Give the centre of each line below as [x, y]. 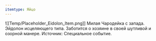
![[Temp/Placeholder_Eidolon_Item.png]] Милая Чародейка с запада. [75, 23]
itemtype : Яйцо [20, 9]
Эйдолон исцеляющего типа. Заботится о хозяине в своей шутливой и [78, 28]
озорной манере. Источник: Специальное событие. [59, 33]
